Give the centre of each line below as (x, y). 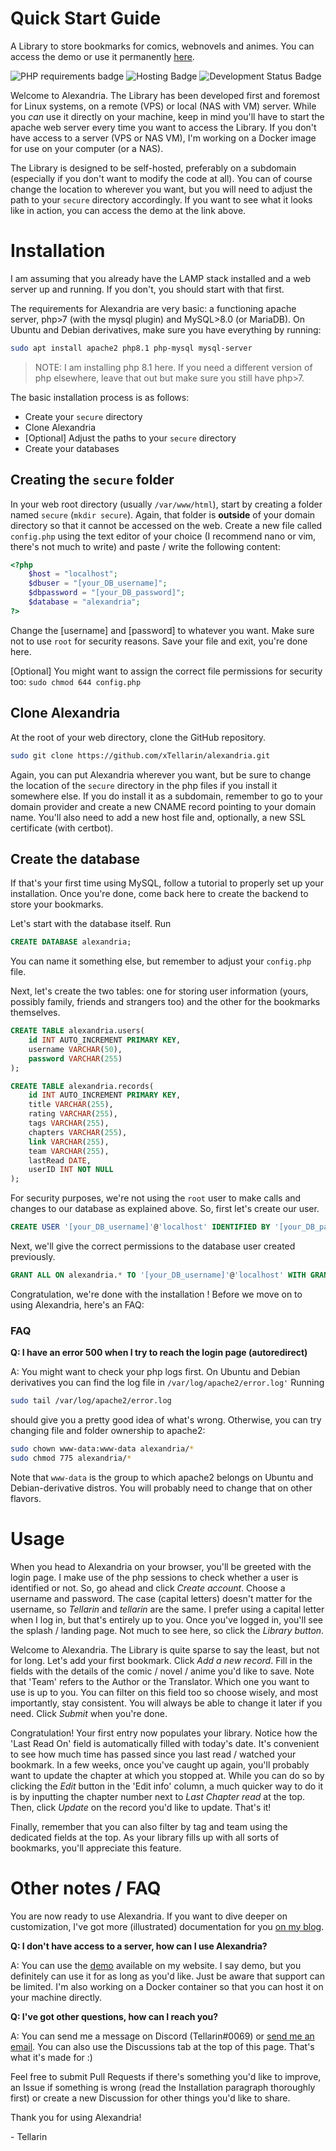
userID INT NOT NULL (71, 1170)
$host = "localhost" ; (73, 574)
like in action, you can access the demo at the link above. (128, 210)
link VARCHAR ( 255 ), (69, 1142)
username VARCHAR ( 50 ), (75, 1049)
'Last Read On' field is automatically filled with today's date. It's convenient (165, 1743)
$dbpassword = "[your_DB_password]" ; (107, 593)
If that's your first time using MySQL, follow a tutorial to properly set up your (167, 883)
